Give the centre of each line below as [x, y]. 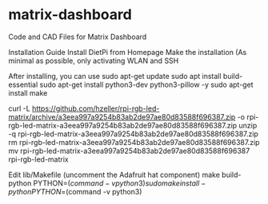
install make [28, 92]
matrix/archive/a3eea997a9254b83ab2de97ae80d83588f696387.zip [122, 116]
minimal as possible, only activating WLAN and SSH [94, 61]
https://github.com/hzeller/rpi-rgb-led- [96, 108]
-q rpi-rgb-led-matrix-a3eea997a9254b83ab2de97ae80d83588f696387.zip [133, 134]
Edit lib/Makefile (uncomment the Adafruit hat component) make [114, 175]
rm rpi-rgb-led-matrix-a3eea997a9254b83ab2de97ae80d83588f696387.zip [134, 142]
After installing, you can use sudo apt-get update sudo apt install [115, 76]
